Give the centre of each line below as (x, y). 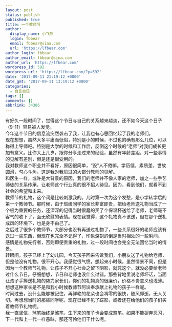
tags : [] (15, 96)
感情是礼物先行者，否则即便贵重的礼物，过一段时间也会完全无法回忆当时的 (84, 242)
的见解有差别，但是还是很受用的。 (41, 159)
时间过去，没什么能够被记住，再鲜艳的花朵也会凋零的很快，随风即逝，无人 (84, 294)
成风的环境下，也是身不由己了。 (39, 223)
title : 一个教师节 (23, 24)
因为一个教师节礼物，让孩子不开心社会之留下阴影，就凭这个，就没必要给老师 (86, 268)
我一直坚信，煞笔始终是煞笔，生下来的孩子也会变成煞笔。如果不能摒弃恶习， (86, 313)
